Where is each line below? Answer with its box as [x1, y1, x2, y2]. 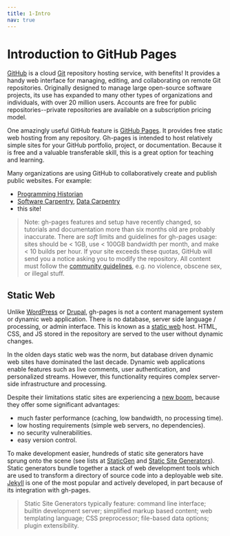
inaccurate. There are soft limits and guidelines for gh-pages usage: [23, 233, 217, 241]
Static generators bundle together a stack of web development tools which [7, 464, 219, 472]
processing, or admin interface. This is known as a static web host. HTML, [7, 323, 218, 331]
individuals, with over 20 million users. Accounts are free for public [7, 98, 197, 107]
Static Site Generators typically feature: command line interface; [23, 499, 207, 508]
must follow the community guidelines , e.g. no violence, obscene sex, [23, 262, 222, 270]
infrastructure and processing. [20, 380, 107, 388]
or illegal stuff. [23, 269, 65, 278]
